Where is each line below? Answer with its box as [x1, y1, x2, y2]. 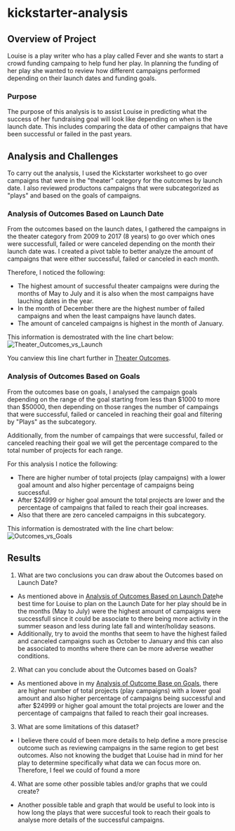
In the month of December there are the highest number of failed [17, 304, 205, 313]
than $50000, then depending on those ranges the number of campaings [7, 402, 219, 411]
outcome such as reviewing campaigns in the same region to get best [17, 743, 219, 752]
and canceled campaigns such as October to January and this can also [17, 636, 223, 645]
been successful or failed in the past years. [7, 130, 132, 138]
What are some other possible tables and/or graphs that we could [17, 779, 208, 788]
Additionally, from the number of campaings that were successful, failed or [7, 431, 224, 439]
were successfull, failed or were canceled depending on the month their [7, 240, 215, 248]
